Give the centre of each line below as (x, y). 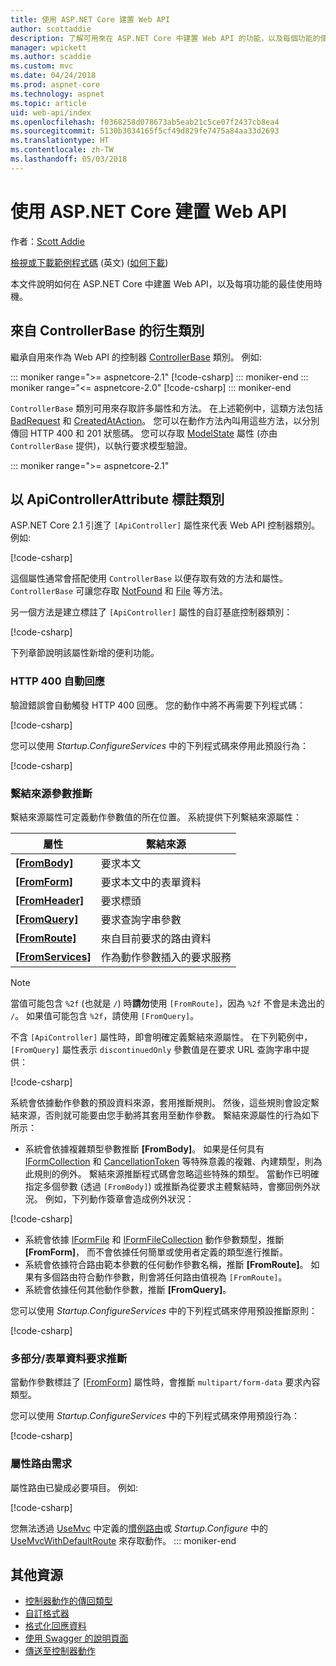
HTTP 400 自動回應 (57, 681)
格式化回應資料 (55, 1626)
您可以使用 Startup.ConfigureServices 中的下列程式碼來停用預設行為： (155, 1416)
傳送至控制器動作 (60, 1651)
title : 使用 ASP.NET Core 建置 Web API (90, 19)
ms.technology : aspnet (57, 94)
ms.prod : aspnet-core (55, 85)
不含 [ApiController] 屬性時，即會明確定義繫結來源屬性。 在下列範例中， (161, 1037)
